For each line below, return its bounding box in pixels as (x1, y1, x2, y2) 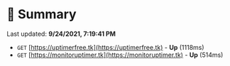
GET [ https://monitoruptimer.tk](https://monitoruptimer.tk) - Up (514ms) (16, 51, 224, 59)
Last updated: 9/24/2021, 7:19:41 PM (6, 29, 116, 38)
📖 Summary (6, 6, 77, 22)
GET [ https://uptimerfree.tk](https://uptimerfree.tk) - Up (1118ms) (16, 43, 204, 51)
